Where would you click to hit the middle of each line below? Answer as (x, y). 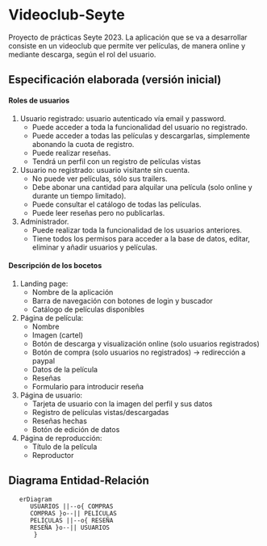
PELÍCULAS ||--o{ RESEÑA (71, 520)
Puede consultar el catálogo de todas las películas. (117, 204)
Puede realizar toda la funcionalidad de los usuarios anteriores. (137, 230)
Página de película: (52, 317)
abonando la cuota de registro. (83, 144)
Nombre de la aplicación (73, 292)
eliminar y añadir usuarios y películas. (95, 247)
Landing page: (44, 283)
